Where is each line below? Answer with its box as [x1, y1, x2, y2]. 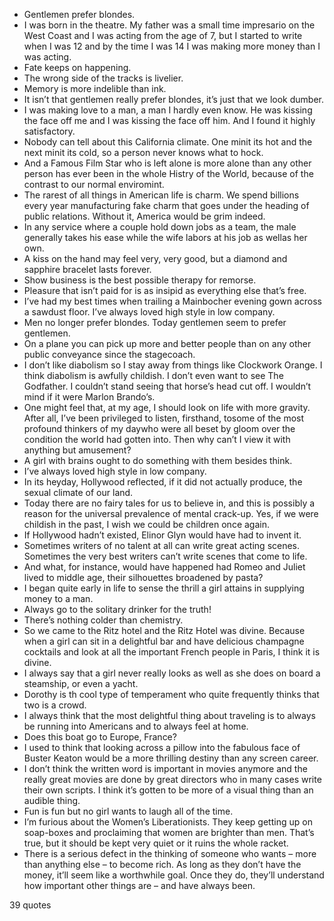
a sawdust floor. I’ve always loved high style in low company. [23, 306, 276, 318]
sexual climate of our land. [23, 487, 134, 498]
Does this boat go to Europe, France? [23, 731, 177, 743]
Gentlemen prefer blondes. [23, 9, 136, 20]
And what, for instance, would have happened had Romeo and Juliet [23, 561, 306, 573]
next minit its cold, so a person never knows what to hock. [23, 147, 264, 158]
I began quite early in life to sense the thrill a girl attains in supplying [23, 582, 305, 594]
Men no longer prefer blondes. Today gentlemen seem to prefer [23, 317, 287, 328]
